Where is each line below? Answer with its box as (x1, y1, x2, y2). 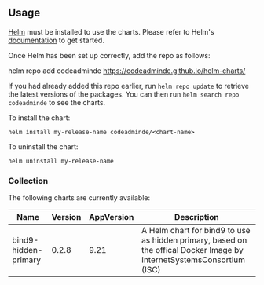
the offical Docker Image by (141, 245, 244, 256)
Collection (8, 175, 49, 186)
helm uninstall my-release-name (8, 157, 114, 165)
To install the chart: (8, 113, 71, 122)
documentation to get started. (8, 35, 104, 45)
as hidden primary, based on (141, 235, 247, 246)
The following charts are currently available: (8, 193, 151, 203)
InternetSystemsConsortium (141, 254, 246, 265)
